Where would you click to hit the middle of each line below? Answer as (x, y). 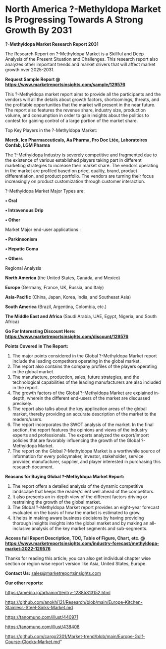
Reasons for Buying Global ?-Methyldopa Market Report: (65, 476)
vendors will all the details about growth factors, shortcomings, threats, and (82, 99)
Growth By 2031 (39, 30)
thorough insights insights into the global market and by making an (80, 523)
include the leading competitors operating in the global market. (77, 361)
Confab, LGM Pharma (28, 145)
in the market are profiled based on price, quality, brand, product (71, 171)
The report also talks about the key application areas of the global (80, 409)
